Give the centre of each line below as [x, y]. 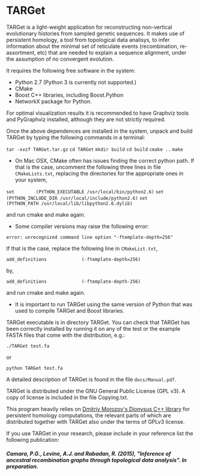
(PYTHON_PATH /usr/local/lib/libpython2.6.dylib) [70, 203]
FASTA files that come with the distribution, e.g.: [66, 335]
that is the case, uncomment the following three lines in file [88, 167]
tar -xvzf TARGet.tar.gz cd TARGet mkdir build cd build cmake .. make [95, 149]
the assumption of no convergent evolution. [60, 59]
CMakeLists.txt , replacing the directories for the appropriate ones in [99, 173]
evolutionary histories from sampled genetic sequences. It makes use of [95, 33]
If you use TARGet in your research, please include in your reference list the [100, 433]
